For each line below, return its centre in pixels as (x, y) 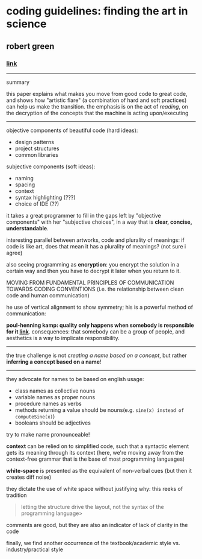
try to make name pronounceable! (48, 434)
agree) (14, 253)
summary (18, 82)
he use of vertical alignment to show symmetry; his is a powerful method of (100, 307)
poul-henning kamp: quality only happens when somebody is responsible (100, 325)
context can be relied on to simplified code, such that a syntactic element (98, 446)
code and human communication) (48, 295)
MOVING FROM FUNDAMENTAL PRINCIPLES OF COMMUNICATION (90, 282)
